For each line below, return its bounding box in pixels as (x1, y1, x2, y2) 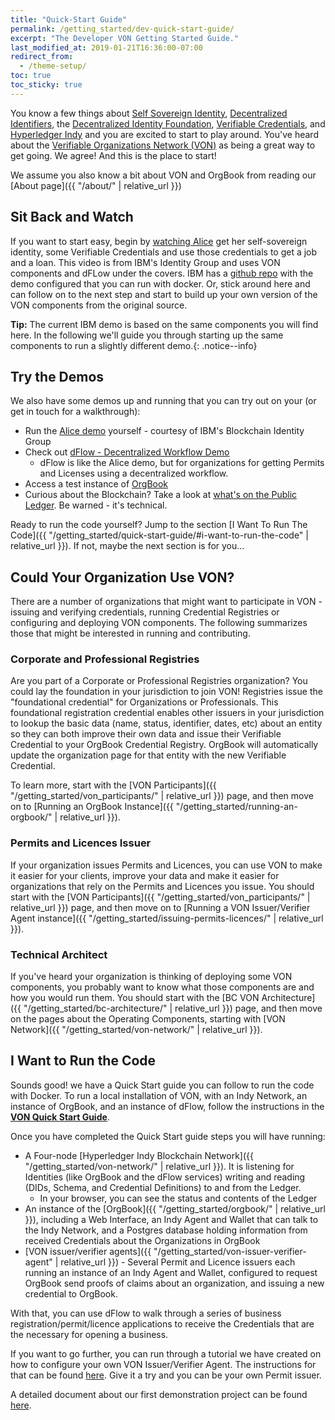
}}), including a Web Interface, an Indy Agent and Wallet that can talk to (24, 1213, 319, 1225)
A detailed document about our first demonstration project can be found (10, 1388, 308, 1400)
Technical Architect (10, 947, 108, 961)
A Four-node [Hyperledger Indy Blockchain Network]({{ (24, 1149, 254, 1161)
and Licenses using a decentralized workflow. (39, 467, 229, 480)
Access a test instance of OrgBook (24, 478, 169, 490)
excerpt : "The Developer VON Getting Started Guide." (10, 33, 240, 43)
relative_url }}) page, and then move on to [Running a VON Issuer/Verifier (10, 901, 311, 913)
